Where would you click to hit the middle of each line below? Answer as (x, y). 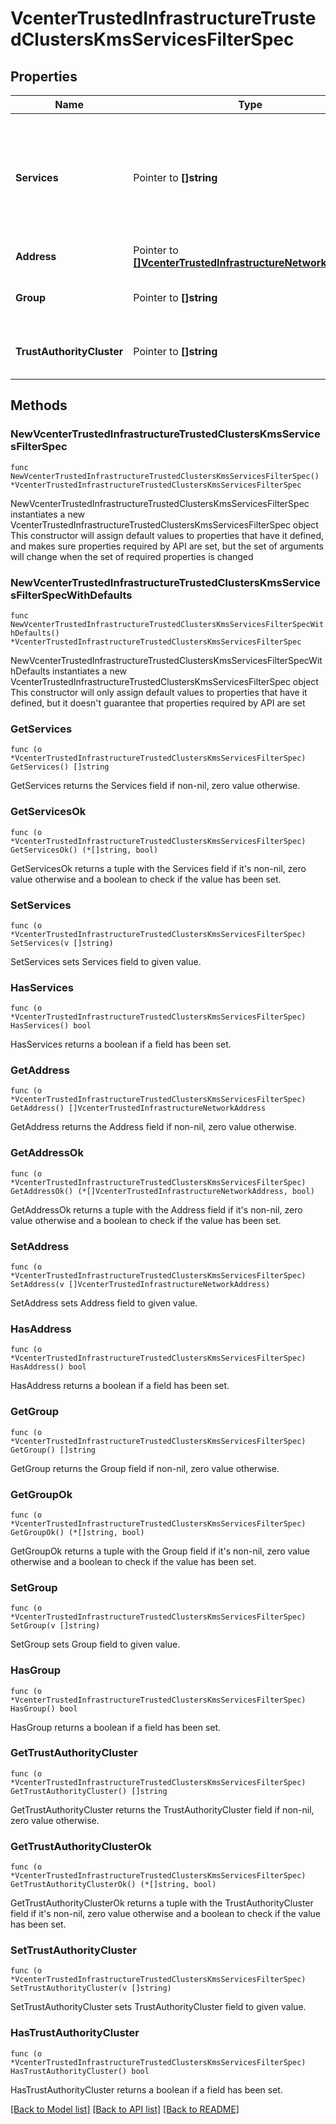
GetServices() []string (60, 767)
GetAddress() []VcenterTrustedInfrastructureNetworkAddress (138, 1108)
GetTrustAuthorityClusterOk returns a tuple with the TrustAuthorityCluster (162, 1903)
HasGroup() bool (44, 1708)
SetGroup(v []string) (55, 1626)
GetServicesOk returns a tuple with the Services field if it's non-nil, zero (158, 868)
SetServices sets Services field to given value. (106, 961)
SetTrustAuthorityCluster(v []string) (91, 1988)
